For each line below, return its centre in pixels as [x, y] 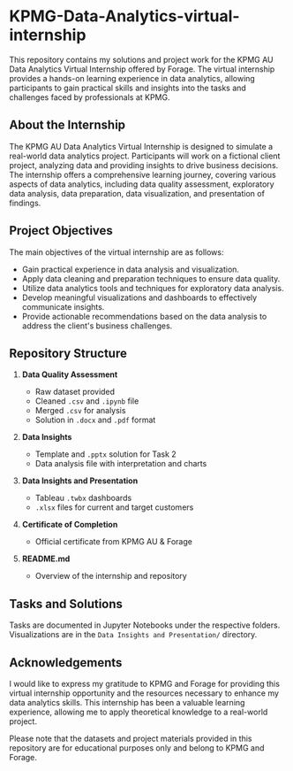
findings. [25, 203]
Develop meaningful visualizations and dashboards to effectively [139, 297]
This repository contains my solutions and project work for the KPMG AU [141, 59]
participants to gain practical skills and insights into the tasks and [128, 88]
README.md [46, 559]
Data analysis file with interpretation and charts [121, 464]
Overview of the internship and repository [111, 576]
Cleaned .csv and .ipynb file [87, 401]
